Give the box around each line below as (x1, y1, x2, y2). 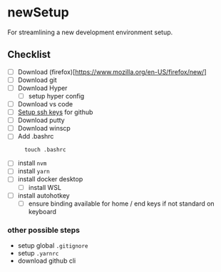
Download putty (17, 116, 66, 125)
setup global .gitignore (17, 241, 88, 250)
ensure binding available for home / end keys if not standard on (28, 199, 215, 208)
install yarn (17, 167, 50, 176)
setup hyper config (28, 91, 85, 100)
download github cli (17, 256, 76, 265)
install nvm (17, 158, 47, 168)
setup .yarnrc (17, 248, 59, 257)
